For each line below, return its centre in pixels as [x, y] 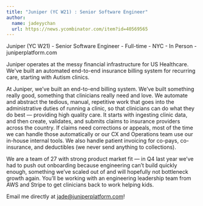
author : [16, 18]
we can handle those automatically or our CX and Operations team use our [100, 134]
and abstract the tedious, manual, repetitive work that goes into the [90, 102]
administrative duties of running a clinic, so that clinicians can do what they [100, 108]
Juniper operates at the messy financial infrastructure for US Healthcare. [98, 64]
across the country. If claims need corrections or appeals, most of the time [100, 128]
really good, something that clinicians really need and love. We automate [97, 95]
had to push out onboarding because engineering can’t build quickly [92, 165]
